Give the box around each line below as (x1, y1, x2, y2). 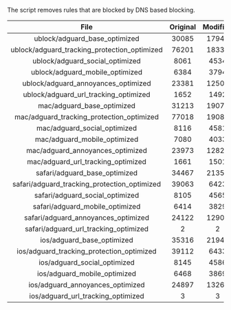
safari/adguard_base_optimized (35, 168, 138, 178)
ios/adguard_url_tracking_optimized (29, 291, 144, 300)
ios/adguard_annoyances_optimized (28, 280, 146, 289)
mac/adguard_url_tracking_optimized (27, 157, 146, 166)
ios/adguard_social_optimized (38, 258, 135, 267)
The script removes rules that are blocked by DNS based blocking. (7, 6, 196, 14)
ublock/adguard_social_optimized (32, 56, 141, 65)
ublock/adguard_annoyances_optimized (22, 79, 151, 88)
